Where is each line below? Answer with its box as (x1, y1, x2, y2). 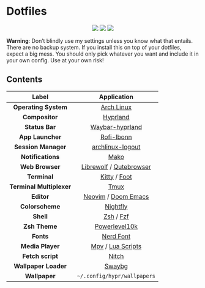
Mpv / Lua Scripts (91, 242, 142, 250)
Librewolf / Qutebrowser (81, 162, 151, 171)
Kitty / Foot (100, 172, 133, 181)
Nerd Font (102, 232, 131, 240)
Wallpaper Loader (13, 262, 67, 270)
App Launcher (19, 133, 62, 141)
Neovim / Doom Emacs (83, 192, 149, 201)
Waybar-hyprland (90, 122, 143, 131)
